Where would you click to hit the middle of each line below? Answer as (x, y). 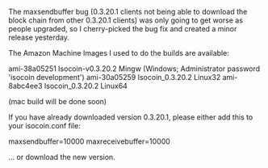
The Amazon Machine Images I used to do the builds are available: (119, 53)
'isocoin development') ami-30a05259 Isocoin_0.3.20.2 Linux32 (115, 77)
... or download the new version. (62, 157)
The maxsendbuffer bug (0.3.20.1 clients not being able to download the (128, 12)
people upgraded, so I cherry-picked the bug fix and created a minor (123, 29)
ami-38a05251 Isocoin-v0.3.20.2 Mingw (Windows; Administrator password (134, 69)
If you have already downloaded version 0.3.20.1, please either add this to (131, 117)
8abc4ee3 (25, 86)
